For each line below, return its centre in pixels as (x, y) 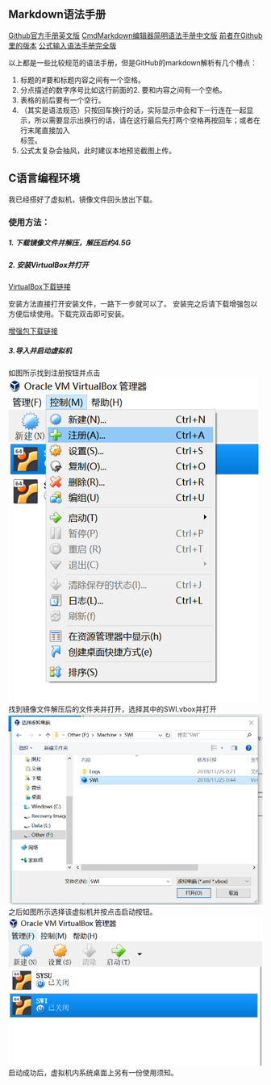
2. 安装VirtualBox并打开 (48, 265)
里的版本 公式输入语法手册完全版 (63, 45)
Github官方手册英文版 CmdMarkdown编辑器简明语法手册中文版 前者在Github (135, 35)
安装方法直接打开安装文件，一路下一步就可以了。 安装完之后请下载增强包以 (133, 303)
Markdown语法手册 (57, 15)
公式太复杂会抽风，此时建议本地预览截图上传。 (98, 150)
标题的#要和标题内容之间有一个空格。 (82, 80)
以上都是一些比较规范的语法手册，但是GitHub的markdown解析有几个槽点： (133, 62)
